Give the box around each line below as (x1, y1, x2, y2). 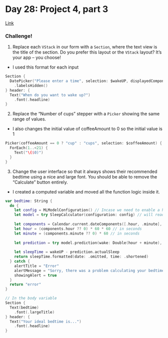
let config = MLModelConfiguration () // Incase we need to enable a (14, 207, 160, 213)
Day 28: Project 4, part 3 (5, 3, 108, 15)
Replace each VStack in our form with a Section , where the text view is (12, 44, 157, 50)
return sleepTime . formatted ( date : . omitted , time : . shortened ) (14, 254, 149, 259)
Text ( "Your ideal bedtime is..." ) (9, 319, 81, 324)
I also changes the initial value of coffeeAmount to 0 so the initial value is (12, 126, 162, 132)
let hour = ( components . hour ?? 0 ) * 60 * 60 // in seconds (14, 226, 142, 231)
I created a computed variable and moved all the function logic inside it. (12, 188, 160, 194)
